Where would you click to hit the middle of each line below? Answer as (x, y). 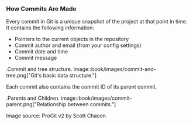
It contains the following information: (50, 28)
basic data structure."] (70, 76)
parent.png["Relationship (36, 104)
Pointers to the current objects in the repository (72, 39)
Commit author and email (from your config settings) (78, 45)
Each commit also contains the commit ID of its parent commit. (82, 87)
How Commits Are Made (42, 9)
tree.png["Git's (24, 76)
